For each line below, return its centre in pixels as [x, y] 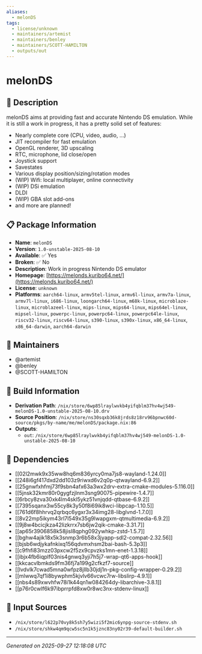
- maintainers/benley [39, 40]
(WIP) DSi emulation [40, 186]
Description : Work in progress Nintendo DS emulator [81, 268]
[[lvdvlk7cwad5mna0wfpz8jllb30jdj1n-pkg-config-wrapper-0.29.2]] [98, 569]
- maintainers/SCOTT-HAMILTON [49, 46]
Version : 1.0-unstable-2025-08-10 [57, 249]
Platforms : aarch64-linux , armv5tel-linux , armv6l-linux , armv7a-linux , [103, 294]
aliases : [17, 12]
